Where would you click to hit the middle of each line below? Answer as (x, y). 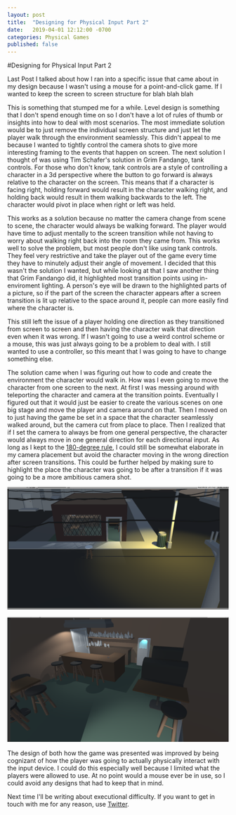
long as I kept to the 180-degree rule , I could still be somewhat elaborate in (115, 447)
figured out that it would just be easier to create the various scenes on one (115, 403)
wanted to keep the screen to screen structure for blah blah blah (100, 94)
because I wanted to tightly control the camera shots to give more (103, 145)
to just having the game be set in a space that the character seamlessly (111, 418)
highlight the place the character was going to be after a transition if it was (115, 470)
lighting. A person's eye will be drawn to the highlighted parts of (134, 285)
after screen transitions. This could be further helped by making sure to (111, 462)
